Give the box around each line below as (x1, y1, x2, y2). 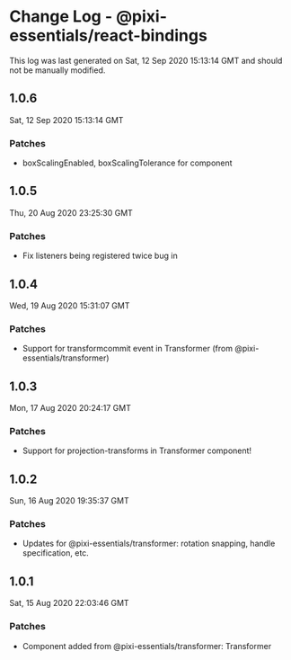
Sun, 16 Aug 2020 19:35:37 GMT (9, 495, 129, 506)
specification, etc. (22, 548, 90, 558)
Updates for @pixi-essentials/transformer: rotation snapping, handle (22, 538, 276, 549)
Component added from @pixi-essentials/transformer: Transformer (22, 640, 272, 651)
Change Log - (9, 6, 113, 27)
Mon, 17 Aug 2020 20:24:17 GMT (9, 403, 132, 414)
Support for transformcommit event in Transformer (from (22, 343, 234, 354)
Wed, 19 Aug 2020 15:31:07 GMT (9, 299, 130, 311)
